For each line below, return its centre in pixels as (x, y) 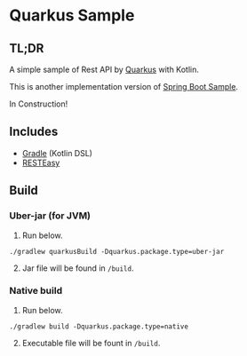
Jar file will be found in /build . (78, 268)
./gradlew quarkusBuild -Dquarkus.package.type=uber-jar (117, 251)
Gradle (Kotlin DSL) (57, 153)
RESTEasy (41, 162)
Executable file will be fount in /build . (91, 343)
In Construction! (39, 104)
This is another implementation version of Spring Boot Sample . (123, 87)
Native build (36, 291)
